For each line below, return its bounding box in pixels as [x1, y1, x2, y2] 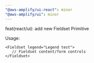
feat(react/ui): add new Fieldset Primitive [5, 25, 89, 31]
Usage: [5, 35, 20, 41]
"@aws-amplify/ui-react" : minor [5, 7, 72, 12]
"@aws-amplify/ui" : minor [5, 12, 59, 17]
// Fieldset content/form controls [11, 49, 86, 54]
